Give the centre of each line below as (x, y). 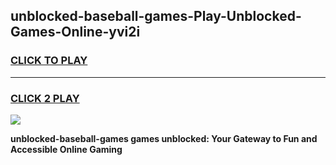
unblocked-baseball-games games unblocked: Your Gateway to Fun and (164, 138)
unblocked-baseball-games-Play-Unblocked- (156, 16)
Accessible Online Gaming (66, 149)
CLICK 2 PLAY (45, 98)
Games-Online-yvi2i (75, 32)
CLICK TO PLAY (49, 61)
